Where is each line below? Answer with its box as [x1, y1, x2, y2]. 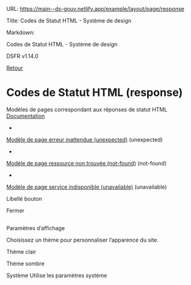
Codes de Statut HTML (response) [6, 85, 183, 99]
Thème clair [6, 248, 37, 256]
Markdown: [6, 29, 35, 36]
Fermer [6, 207, 25, 214]
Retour [6, 64, 23, 71]
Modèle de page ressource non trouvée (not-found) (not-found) [6, 159, 167, 167]
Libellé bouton [6, 195, 43, 202]
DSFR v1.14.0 [6, 52, 38, 60]
